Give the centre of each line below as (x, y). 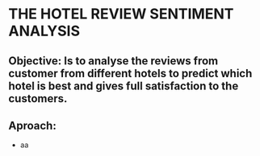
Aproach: (32, 125)
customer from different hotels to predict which (130, 73)
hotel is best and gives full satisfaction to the (124, 86)
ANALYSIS (44, 31)
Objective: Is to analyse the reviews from (113, 61)
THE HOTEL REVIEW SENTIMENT (121, 14)
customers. (38, 99)
